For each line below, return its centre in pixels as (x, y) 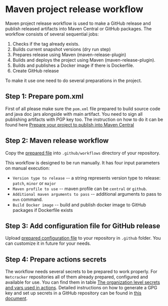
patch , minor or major (34, 183)
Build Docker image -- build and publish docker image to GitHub (79, 205)
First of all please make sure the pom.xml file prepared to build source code (83, 108)
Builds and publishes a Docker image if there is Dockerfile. (73, 65)
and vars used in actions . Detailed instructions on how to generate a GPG (81, 288)
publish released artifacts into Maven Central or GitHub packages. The (78, 28)
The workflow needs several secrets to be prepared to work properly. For (81, 272)
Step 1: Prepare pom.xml (44, 96)
